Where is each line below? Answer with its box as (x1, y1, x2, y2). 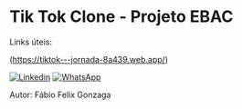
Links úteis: (9, 36, 53, 47)
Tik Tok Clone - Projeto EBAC (9, 6, 234, 27)
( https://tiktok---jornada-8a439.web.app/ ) (9, 54, 169, 64)
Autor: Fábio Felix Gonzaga (9, 89, 111, 100)
